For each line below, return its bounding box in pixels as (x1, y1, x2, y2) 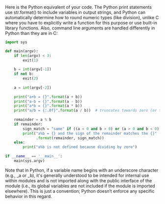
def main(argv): (5, 49, 38, 54)
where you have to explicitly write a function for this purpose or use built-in (5, 20, 157, 26)
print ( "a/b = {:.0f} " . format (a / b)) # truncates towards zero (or (14, 108, 157, 113)
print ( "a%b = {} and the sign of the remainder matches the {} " (23, 131, 157, 136)
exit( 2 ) (23, 76, 38, 81)
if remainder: (14, 121, 43, 127)
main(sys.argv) (14, 158, 45, 163)
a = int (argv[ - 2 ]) (14, 85, 52, 90)
